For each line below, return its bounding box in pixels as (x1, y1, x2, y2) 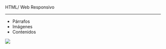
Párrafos (12, 18, 30, 24)
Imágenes (12, 24, 33, 29)
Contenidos (12, 29, 36, 35)
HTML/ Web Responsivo (5, 4, 55, 10)
